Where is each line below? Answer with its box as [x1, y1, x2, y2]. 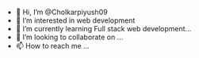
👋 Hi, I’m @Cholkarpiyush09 [15, 8, 109, 16]
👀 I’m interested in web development [15, 16, 136, 25]
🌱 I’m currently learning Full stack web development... [15, 24, 192, 33]
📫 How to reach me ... [15, 42, 90, 50]
